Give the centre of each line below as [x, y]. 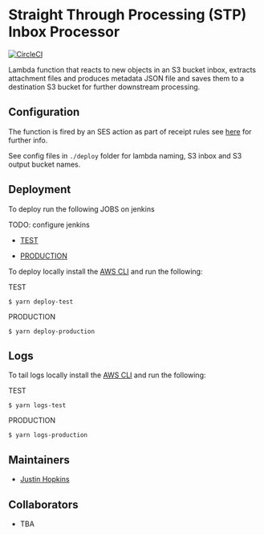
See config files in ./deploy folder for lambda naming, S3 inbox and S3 [125, 155]
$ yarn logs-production [48, 435]
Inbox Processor [64, 32]
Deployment [40, 189]
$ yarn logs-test [37, 405]
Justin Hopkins [45, 479]
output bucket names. [45, 164]
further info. [28, 140]
